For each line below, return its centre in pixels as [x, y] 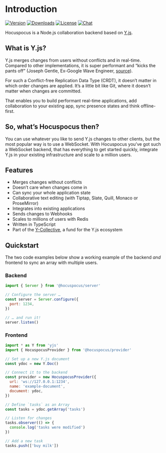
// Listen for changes [28, 418]
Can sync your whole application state [51, 193]
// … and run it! [23, 317]
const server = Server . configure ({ [42, 299]
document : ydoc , [26, 391]
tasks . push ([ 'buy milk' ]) [32, 446]
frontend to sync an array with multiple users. [52, 263]
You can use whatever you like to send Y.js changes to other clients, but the [83, 139]
